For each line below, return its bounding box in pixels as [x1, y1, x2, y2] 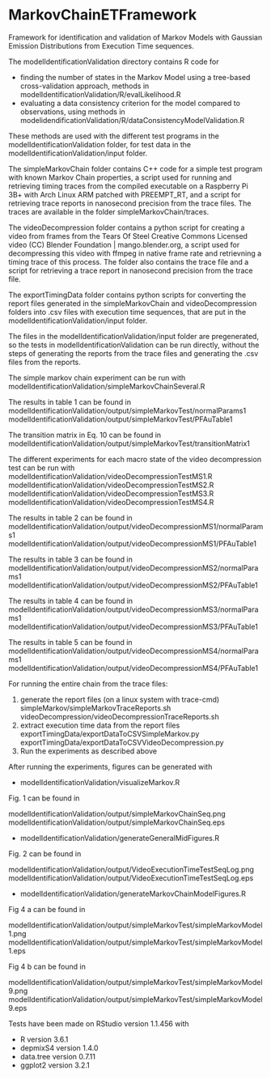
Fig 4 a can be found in [8, 904, 86, 914]
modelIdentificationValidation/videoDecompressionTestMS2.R [8, 480, 214, 490]
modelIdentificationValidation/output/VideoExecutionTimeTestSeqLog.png [8, 864, 255, 874]
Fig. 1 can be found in [8, 793, 80, 803]
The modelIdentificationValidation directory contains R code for [8, 57, 219, 66]
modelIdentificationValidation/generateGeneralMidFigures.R [19, 833, 220, 842]
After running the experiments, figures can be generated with [8, 762, 213, 771]
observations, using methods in [19, 107, 125, 117]
